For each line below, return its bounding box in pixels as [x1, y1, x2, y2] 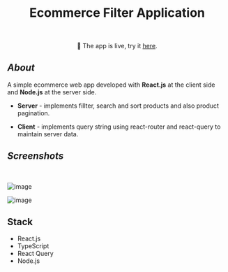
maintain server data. [17, 129, 79, 138]
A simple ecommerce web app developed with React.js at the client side [7, 80, 215, 89]
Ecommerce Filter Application [29, 5, 206, 21]
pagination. [17, 108, 50, 117]
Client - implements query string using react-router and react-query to [17, 122, 221, 131]
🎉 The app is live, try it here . [76, 41, 158, 50]
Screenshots [7, 150, 64, 162]
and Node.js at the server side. [7, 87, 97, 96]
